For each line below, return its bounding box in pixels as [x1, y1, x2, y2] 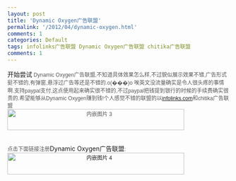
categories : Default [7, 37, 69, 44]
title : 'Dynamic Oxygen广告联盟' [7, 17, 102, 24]
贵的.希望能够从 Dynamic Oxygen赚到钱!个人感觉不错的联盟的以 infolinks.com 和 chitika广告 [7, 95, 224, 102]
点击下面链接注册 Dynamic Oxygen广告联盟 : [7, 144, 126, 153]
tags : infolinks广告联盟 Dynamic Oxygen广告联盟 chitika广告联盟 [7, 43, 191, 50]
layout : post [7, 10, 46, 18]
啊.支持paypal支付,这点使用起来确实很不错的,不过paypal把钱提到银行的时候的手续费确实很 [7, 87, 229, 94]
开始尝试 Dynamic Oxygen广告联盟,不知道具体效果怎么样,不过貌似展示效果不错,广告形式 [7, 70, 228, 78]
